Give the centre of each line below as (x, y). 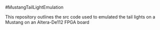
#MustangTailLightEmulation (34, 7)
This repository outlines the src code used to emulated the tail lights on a (80, 17)
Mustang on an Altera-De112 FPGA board (47, 22)
